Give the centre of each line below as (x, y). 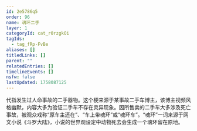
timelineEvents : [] (30, 72)
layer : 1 (17, 28)
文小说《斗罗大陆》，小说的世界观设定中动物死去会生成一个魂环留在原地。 (95, 122)
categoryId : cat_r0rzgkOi (38, 33)
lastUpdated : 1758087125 (36, 83)
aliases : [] (21, 50)
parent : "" (19, 61)
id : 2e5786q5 (22, 11)
